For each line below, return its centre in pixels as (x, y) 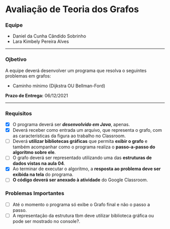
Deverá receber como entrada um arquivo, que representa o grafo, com (87, 130)
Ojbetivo (16, 59)
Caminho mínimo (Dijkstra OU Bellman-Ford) (59, 86)
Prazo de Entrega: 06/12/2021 (37, 95)
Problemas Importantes (35, 194)
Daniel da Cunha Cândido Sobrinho (49, 36)
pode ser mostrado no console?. (46, 221)
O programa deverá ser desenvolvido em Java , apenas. (71, 125)
